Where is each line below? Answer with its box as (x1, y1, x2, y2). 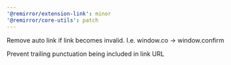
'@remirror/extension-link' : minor (6, 10, 112, 17)
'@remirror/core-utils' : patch (6, 17, 99, 24)
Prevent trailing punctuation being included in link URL (6, 50, 165, 58)
